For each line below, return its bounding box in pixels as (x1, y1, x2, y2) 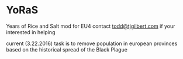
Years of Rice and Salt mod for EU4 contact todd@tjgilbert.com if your (6, 23, 175, 30)
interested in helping (6, 28, 56, 35)
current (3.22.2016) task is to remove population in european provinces (6, 40, 178, 47)
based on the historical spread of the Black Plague (6, 46, 127, 53)
